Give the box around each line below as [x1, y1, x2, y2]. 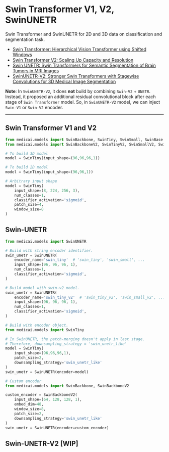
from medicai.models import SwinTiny [5, 327, 84, 332]
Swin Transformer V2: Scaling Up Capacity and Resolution [12, 57, 134, 63]
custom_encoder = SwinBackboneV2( [5, 392, 78, 397]
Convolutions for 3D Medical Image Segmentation [12, 78, 116, 84]
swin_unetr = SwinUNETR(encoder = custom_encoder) [5, 425, 109, 430]
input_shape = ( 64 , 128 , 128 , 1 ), [14, 397, 82, 402]
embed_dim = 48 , [14, 402, 44, 407]
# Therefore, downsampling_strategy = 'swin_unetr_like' [5, 341, 127, 346]
